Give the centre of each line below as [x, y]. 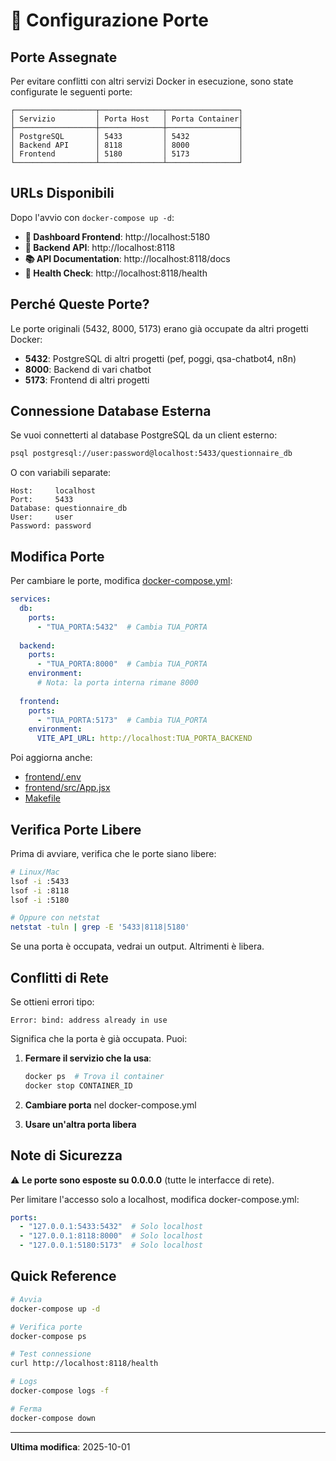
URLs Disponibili [62, 193]
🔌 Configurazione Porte [109, 20]
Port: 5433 [42, 500]
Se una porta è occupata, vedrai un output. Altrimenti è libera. [137, 946]
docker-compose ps [48, 1336]
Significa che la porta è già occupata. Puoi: [99, 1038]
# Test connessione [51, 1354]
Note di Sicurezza [66, 1155]
